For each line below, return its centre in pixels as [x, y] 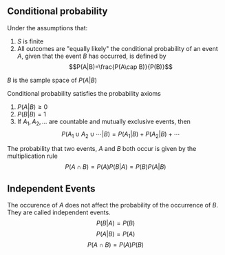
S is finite [30, 41]
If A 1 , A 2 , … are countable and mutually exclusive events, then [104, 122]
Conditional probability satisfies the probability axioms [84, 93]
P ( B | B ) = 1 [32, 114]
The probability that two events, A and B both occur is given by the [102, 149]
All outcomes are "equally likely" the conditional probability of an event [117, 48]
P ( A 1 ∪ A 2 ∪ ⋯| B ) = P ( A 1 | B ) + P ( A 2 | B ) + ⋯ [121, 135]
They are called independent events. [59, 212]
